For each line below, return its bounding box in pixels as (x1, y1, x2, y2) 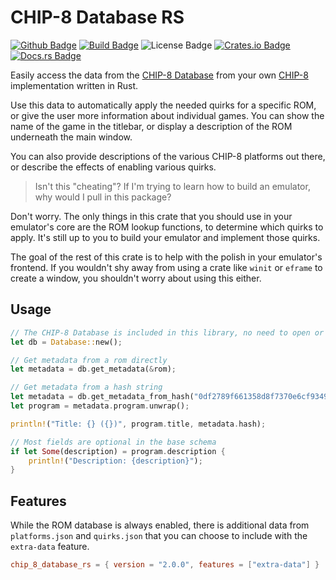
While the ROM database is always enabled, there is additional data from (10, 519, 310, 531)
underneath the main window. (10, 131, 133, 143)
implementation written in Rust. (10, 79, 139, 91)
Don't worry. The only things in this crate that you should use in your (10, 210, 293, 222)
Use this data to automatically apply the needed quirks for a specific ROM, (10, 99, 317, 111)
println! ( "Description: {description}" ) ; (28, 456, 203, 466)
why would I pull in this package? (34, 191, 172, 203)
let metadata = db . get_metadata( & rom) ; (10, 364, 177, 375)
